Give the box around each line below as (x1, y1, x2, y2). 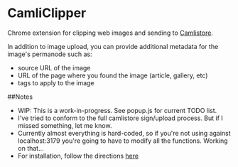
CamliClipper (7, 5, 87, 21)
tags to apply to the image (17, 78, 94, 87)
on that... (17, 144, 44, 152)
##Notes (7, 92, 33, 101)
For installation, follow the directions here (17, 151, 139, 160)
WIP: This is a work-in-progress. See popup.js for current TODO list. (17, 106, 217, 114)
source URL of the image (17, 63, 91, 72)
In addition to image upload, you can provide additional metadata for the (7, 42, 219, 50)
